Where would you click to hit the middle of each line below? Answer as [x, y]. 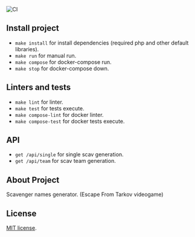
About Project [33, 180]
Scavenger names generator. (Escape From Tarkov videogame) [85, 194]
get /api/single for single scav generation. [69, 154]
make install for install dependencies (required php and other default [102, 43]
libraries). [27, 49]
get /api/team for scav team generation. [65, 161]
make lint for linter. [39, 102]
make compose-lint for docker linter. [59, 115]
